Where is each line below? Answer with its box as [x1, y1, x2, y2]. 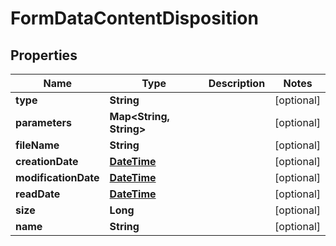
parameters [15, 116, 72, 129]
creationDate [15, 155, 79, 168]
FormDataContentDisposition [10, 7, 259, 30]
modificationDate [15, 171, 100, 184]
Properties [10, 47, 78, 64]
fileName [15, 138, 60, 152]
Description [208, 77, 266, 90]
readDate [15, 187, 61, 201]
